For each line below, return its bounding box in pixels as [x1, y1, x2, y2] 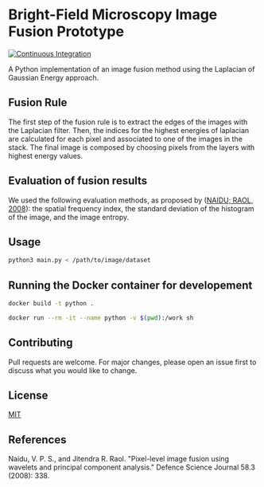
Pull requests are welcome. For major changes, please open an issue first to [8, 357, 257, 367]
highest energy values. [8, 151, 83, 160]
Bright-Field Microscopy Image [8, 6, 218, 24]
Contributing [8, 336, 73, 350]
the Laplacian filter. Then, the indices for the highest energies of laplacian [8, 125, 250, 135]
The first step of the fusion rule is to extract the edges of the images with [8, 117, 248, 127]
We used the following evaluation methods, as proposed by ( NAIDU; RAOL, [8, 195, 254, 205]
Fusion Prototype [8, 22, 125, 41]
